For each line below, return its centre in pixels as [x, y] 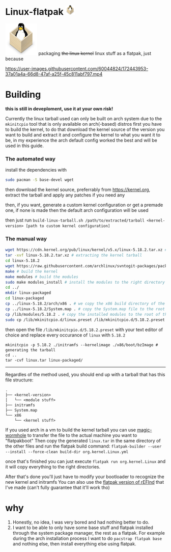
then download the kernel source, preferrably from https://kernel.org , [78, 190]
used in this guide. [25, 146]
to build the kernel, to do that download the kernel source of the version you [85, 129]
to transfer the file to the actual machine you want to [82, 435]
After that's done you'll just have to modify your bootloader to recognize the [85, 477]
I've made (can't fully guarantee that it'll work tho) [58, 487]
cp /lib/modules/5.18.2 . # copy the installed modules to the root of [83, 314]
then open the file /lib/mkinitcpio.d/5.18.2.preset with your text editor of [84, 329]
